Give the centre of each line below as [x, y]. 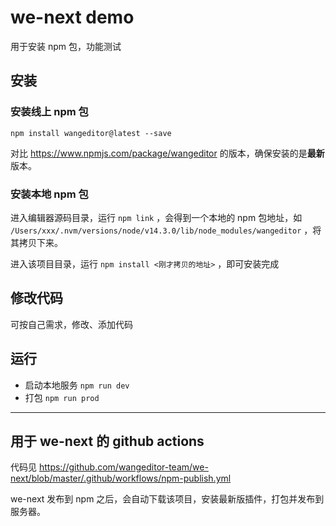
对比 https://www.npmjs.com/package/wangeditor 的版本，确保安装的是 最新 [167, 153]
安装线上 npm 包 [49, 112]
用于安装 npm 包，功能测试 [66, 46]
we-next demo [72, 17]
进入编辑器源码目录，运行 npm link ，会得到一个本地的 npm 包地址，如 [156, 217]
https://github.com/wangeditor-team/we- [123, 467]
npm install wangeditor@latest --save [91, 133]
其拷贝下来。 [36, 242]
